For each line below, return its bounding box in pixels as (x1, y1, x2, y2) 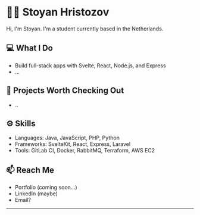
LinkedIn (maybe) (14, 190, 58, 197)
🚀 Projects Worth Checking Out (6, 86, 124, 96)
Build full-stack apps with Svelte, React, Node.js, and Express (14, 62, 166, 69)
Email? (14, 197, 32, 204)
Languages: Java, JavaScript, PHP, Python (14, 134, 120, 142)
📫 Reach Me (6, 165, 55, 175)
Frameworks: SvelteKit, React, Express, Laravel (14, 141, 131, 148)
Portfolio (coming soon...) (14, 184, 77, 191)
